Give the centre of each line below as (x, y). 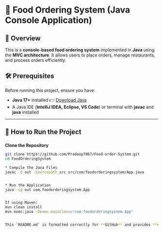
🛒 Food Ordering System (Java (67, 10)
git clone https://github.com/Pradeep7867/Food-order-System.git (72, 154)
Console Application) (49, 20)
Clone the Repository (27, 145)
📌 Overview (23, 38)
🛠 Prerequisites (30, 76)
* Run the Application (28, 185)
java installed (25, 112)
